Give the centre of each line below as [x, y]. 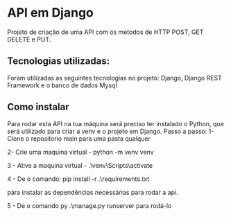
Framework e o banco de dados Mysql [62, 85]
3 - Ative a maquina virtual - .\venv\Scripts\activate [80, 165]
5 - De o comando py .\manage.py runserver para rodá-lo [89, 205]
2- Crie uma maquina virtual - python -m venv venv [80, 152]
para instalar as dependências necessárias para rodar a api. [93, 192]
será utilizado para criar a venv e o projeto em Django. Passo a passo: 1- [111, 131]
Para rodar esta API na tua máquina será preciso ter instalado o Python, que [115, 123]
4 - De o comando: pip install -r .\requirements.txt [78, 179]
